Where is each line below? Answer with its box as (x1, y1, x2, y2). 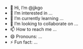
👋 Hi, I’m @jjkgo (10, 5, 43, 10)
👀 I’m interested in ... (10, 10, 53, 16)
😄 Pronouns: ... (10, 33, 43, 39)
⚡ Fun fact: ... (10, 39, 38, 45)
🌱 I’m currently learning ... (10, 15, 64, 21)
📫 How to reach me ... (10, 26, 57, 32)
